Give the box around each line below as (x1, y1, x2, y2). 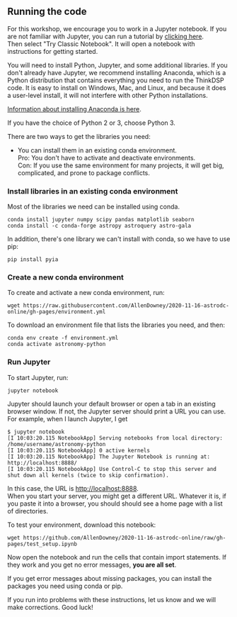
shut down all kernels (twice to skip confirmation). (7, 472, 170, 479)
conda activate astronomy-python (7, 340, 106, 348)
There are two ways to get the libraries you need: (7, 132, 151, 140)
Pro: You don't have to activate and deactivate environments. (17, 153, 196, 162)
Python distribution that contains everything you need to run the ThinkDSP (7, 76, 224, 84)
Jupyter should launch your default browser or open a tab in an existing (7, 399, 216, 408)
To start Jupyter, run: (7, 373, 69, 382)
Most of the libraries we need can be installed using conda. (7, 202, 180, 211)
